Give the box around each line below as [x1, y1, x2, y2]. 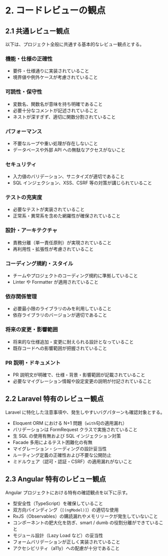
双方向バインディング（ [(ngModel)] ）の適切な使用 [12, 506, 119, 512]
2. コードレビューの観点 [5, 5, 106, 16]
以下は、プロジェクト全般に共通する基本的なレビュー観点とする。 [5, 41, 144, 47]
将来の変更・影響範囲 [5, 326, 58, 333]
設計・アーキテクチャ [5, 227, 58, 234]
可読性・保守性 [5, 88, 43, 95]
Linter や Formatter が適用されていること [12, 279, 99, 285]
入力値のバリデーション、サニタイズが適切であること [12, 174, 125, 180]
